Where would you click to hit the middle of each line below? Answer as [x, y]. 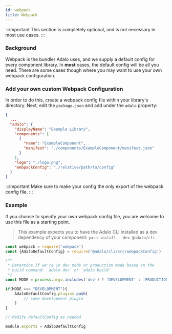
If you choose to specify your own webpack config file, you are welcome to [85, 216]
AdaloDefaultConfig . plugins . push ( [51, 294]
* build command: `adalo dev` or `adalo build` [59, 270]
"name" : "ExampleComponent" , [55, 143]
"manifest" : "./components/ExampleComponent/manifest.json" [89, 148]
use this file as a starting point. [38, 222]
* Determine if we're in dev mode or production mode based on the [81, 265]
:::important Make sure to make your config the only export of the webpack [84, 186]
